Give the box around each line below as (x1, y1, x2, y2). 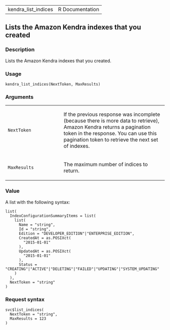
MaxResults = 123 (10, 316, 47, 321)
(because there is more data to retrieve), (63, 117, 159, 125)
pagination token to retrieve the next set (63, 136, 158, 143)
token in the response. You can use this (63, 130, 157, 137)
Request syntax (5, 296, 45, 303)
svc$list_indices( (5, 307, 44, 312)
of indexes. (63, 143, 90, 150)
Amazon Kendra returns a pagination (63, 123, 151, 131)
